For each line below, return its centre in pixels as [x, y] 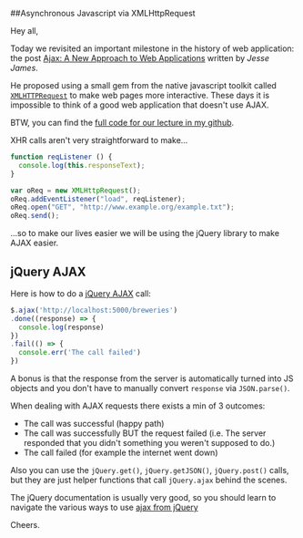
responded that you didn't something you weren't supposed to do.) [149, 443]
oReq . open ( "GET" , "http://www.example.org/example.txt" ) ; [122, 207]
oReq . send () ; [35, 216]
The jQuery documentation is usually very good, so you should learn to [143, 498]
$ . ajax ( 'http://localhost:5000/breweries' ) [94, 310]
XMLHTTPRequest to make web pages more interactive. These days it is [140, 95]
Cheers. [25, 525]
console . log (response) [61, 327]
